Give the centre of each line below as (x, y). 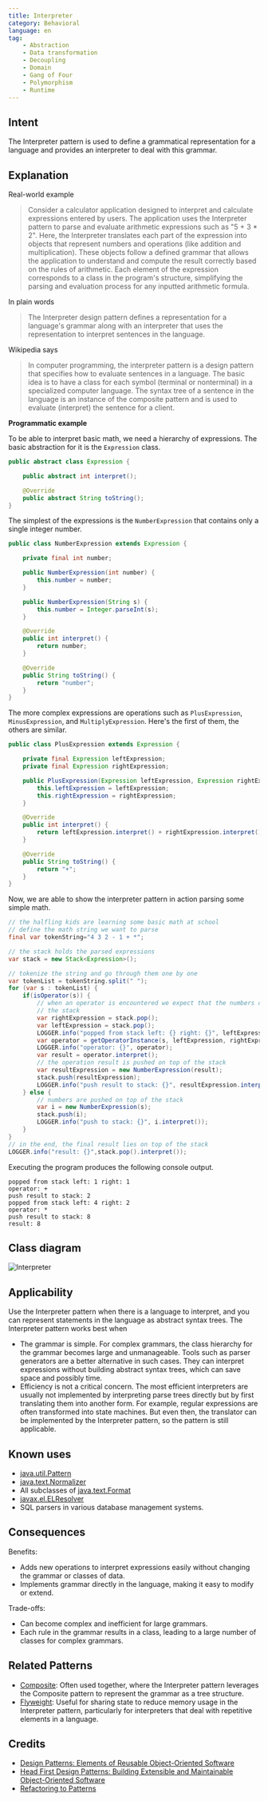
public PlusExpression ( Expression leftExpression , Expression (128, 781)
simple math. (30, 908)
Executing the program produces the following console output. (111, 1167)
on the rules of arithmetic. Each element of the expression (123, 269)
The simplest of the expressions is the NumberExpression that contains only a (134, 521)
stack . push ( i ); (62, 1115)
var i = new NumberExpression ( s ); (94, 1107)
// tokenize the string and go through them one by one (103, 973)
